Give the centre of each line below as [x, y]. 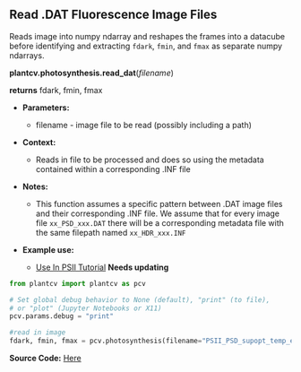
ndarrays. [27, 55]
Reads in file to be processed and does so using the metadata [150, 160]
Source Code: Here [46, 359]
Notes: [35, 186]
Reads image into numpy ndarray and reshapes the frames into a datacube [147, 36]
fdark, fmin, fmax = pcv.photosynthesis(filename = [106, 341]
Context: [39, 142]
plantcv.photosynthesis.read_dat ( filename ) [92, 73]
